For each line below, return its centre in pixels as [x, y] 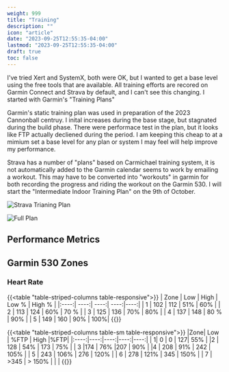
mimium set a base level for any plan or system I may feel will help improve [112, 142]
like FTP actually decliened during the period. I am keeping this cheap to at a [115, 134]
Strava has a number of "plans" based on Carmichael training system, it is [111, 162]
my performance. [31, 149]
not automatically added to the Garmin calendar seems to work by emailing [113, 169]
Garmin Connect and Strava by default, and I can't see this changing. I [106, 92]
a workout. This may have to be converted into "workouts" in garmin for [108, 177]
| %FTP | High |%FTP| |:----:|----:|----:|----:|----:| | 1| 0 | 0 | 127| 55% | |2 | [113, 339]
